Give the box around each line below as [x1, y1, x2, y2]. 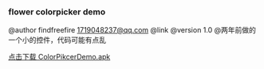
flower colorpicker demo [8, 6, 106, 17]
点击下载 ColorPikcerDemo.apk [8, 52, 111, 62]
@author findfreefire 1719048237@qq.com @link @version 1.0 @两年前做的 [8, 25, 257, 35]
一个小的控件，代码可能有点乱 [8, 35, 106, 45]
